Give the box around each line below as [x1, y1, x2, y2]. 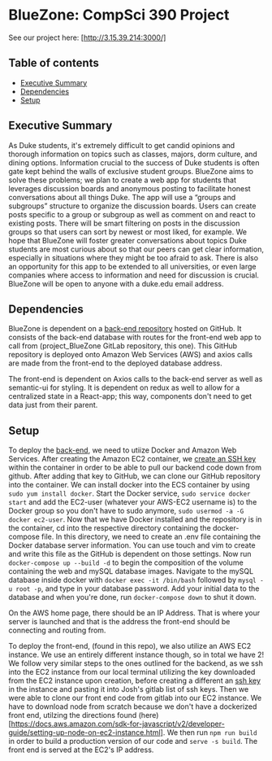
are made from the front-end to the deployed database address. [8, 358, 222, 368]
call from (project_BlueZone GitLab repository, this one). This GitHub [8, 341, 238, 351]
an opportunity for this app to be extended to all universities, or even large [8, 261, 257, 271]
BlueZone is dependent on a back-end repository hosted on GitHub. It [8, 324, 242, 334]
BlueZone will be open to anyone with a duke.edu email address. [8, 278, 225, 288]
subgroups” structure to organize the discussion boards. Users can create [8, 201, 257, 211]
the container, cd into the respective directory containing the [8, 523, 211, 533]
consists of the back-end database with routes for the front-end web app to [8, 332, 261, 343]
